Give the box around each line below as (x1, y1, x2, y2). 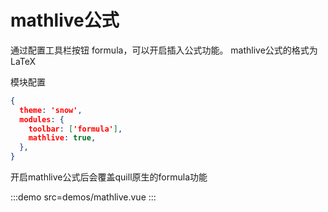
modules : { (19, 114, 65, 125)
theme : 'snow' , (19, 105, 83, 115)
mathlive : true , (28, 133, 97, 143)
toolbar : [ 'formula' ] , (28, 124, 123, 134)
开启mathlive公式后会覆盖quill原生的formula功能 (10, 171, 208, 183)
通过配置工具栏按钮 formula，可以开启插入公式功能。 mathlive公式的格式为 (10, 44, 318, 56)
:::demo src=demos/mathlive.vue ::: (10, 191, 157, 203)
